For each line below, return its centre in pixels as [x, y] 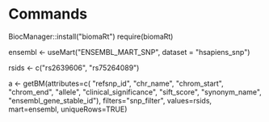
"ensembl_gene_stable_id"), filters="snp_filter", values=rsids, [110, 100]
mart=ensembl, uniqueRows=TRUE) [68, 109]
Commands [48, 14]
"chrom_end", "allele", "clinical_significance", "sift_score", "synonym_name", [135, 92]
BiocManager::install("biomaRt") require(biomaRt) [91, 36]
